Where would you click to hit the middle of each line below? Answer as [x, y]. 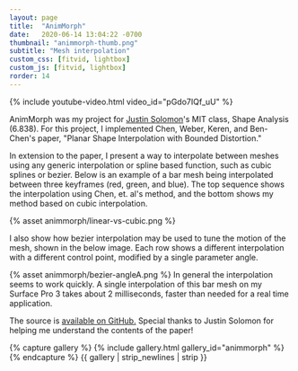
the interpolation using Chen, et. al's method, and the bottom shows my [141, 193]
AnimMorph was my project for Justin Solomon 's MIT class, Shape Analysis [149, 119]
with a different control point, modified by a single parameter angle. [134, 257]
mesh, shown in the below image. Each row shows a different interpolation [147, 247]
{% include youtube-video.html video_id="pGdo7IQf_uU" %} [121, 102]
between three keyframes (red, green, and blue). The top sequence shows [147, 184]
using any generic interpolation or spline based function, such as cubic [140, 165]
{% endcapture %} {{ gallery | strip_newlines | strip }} [109, 357]
